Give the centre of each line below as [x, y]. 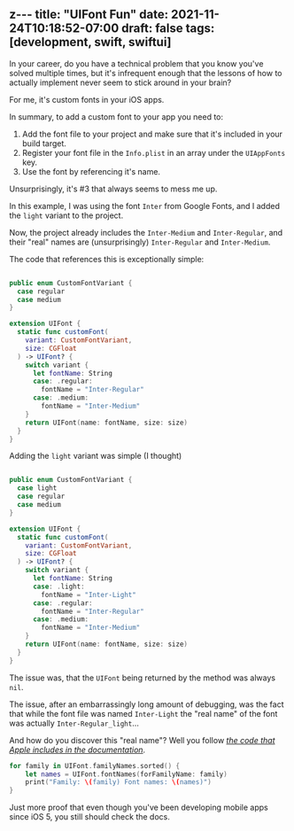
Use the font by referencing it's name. [91, 171]
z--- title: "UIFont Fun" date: [89, 15]
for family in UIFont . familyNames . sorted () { [94, 765]
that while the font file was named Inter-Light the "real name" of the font [143, 713]
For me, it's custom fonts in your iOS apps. [87, 99]
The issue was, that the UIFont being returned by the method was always [143, 678]
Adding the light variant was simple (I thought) [96, 456]
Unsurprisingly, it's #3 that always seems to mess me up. [113, 189]
